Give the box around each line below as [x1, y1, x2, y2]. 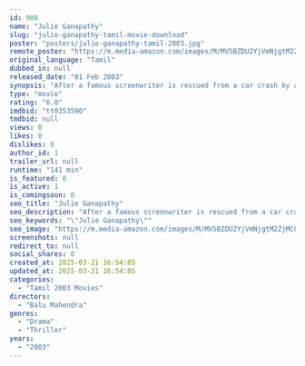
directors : [9, 292, 51, 301]
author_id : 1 [9, 148, 59, 157]
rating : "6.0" [9, 97, 64, 107]
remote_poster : [9, 47, 67, 56]
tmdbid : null [9, 114, 59, 124]
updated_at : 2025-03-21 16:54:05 [9, 267, 136, 276]
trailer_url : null [9, 156, 79, 166]
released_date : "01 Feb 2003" [9, 73, 124, 82]
